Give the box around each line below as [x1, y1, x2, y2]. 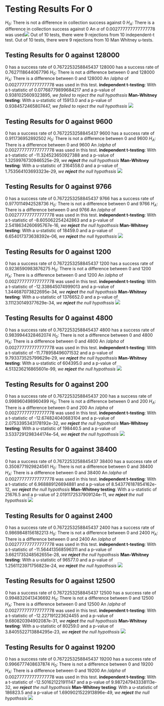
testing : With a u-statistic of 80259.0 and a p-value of [5, 623, 114, 629]
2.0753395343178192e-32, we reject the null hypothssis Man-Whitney [5, 420, 149, 426]
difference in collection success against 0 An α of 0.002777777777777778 [5, 26, 155, 32]
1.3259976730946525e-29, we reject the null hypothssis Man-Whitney [5, 157, 149, 163]
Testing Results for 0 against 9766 [5, 182, 112, 191]
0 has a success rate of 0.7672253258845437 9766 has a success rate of [5, 195, 154, 201]
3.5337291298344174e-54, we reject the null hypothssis [5, 431, 119, 437]
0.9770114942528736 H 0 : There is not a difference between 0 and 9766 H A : [5, 201, 158, 208]
